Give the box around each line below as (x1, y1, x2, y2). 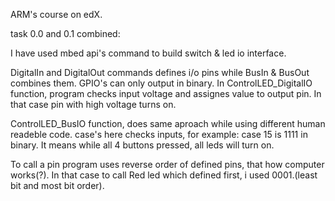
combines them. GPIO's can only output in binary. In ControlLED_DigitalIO (10, 77, 313, 89)
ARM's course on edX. (10, 9, 103, 20)
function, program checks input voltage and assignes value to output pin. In (10, 88, 322, 99)
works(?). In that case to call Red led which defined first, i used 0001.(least (10, 169, 318, 181)
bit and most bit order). (10, 180, 105, 191)
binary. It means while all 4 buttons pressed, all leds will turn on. (10, 139, 275, 151)
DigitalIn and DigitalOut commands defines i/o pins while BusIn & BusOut (10, 67, 310, 78)
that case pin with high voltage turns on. (10, 99, 177, 110)
